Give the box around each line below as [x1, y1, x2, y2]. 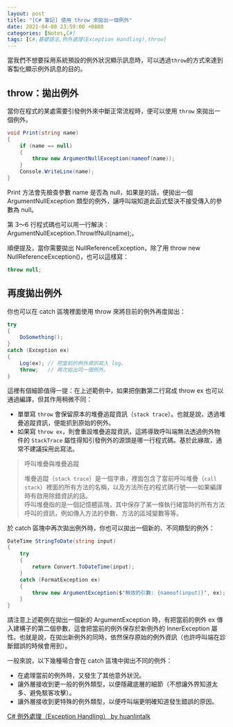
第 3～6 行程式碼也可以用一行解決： [7, 220, 110, 228]
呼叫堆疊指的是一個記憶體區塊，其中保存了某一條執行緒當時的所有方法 [24, 500, 225, 509]
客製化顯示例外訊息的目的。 [7, 65, 87, 73]
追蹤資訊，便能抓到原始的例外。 [23, 418, 115, 426]
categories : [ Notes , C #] [7, 29, 76, 37]
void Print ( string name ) [7, 129, 79, 136]
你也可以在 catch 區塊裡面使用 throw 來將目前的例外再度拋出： [7, 307, 186, 315]
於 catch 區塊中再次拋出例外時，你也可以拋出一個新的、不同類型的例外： [7, 523, 215, 532]
